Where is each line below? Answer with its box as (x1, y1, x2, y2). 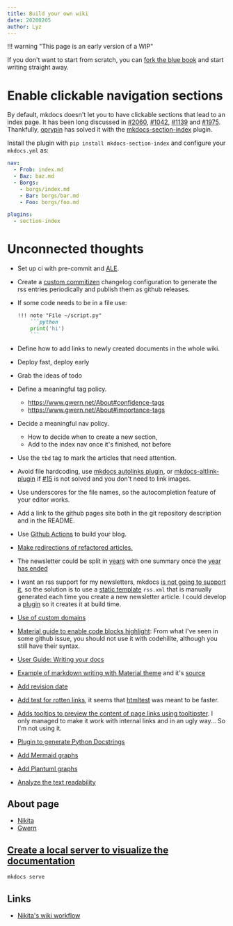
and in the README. (17, 516, 75, 525)
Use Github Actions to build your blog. (17, 530, 127, 538)
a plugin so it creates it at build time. (17, 600, 122, 608)
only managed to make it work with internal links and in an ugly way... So (17, 716, 226, 725)
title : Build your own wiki (7, 10, 89, 17)
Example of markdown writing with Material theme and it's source (17, 668, 206, 677)
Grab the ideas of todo (17, 371, 82, 380)
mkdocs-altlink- (174, 467, 220, 475)
